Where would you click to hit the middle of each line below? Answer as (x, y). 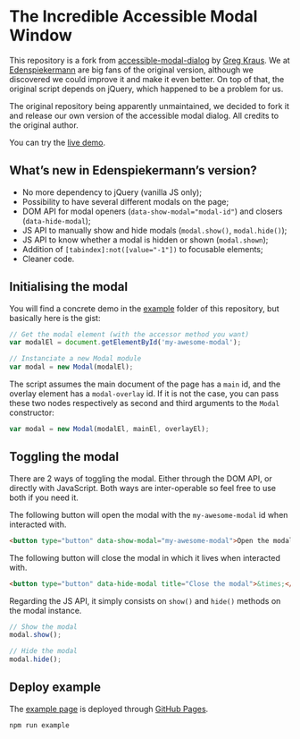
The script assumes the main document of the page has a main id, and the (145, 384)
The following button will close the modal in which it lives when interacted (145, 557)
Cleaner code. (48, 259)
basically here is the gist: (55, 318)
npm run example (39, 725)
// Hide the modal (43, 651)
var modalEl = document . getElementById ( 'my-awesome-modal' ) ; (125, 343)
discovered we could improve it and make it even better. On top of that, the (147, 79)
